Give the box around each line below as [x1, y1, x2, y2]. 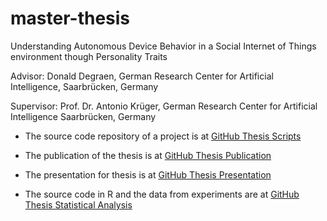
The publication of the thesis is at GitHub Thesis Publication [24, 149, 272, 161]
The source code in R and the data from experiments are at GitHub [24, 188, 300, 200]
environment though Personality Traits [10, 50, 168, 62]
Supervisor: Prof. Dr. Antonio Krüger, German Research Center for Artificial [10, 100, 318, 112]
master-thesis [10, 7, 131, 30]
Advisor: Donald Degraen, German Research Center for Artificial [10, 70, 274, 82]
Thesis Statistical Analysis [24, 198, 133, 211]
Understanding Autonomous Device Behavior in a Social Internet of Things [10, 40, 317, 52]
